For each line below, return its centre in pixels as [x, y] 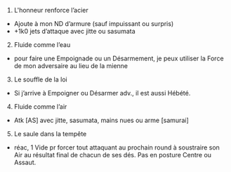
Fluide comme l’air [40, 107]
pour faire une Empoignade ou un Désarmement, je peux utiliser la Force [119, 58]
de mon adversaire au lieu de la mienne [71, 66]
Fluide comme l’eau [42, 45]
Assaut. [25, 162]
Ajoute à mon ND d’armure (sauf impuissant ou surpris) [94, 24]
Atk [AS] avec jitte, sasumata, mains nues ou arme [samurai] [101, 120]
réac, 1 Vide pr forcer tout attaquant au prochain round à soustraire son [117, 147]
